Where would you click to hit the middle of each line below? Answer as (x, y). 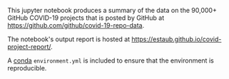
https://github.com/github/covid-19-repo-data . (76, 25)
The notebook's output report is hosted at (69, 39)
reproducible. (27, 68)
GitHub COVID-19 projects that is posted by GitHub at (86, 18)
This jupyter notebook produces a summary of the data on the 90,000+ (112, 10)
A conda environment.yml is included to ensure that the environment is (111, 60)
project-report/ (29, 47)
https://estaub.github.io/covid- (177, 39)
